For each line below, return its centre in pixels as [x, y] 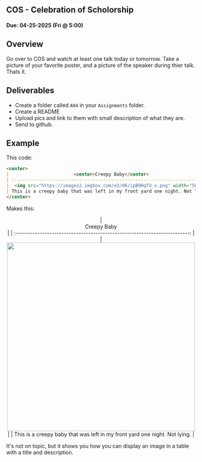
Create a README [37, 112]
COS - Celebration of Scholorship [70, 10]
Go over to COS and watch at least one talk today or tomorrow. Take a [93, 59]
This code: [20, 158]
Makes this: [20, 208]
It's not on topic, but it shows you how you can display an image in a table [98, 446]
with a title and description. [40, 452]
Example [23, 143]
